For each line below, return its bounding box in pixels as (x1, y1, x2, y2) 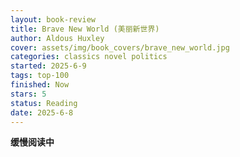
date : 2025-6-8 (10, 107, 74, 118)
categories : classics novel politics (10, 52, 168, 62)
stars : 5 (10, 89, 47, 99)
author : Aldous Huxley (10, 33, 105, 43)
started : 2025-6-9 (10, 61, 87, 71)
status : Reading (10, 98, 78, 108)
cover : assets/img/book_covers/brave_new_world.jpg (10, 42, 230, 53)
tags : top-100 (10, 71, 70, 81)
